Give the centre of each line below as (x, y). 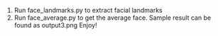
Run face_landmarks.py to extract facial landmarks (88, 10)
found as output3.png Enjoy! (55, 25)
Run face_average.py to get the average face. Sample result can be (113, 18)
